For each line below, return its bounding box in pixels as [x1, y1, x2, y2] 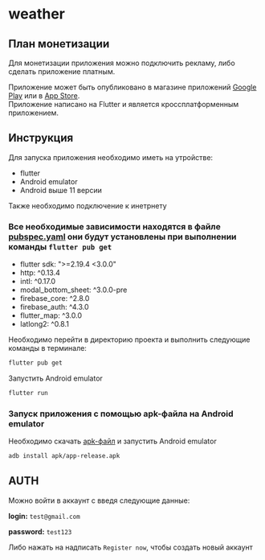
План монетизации [8, 37, 110, 51]
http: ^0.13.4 [19, 268, 60, 278]
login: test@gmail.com [8, 511, 80, 521]
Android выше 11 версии [19, 185, 102, 195]
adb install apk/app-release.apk [8, 452, 120, 460]
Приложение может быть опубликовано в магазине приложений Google [8, 82, 257, 92]
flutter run [8, 389, 48, 397]
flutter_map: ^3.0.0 [19, 311, 83, 320]
